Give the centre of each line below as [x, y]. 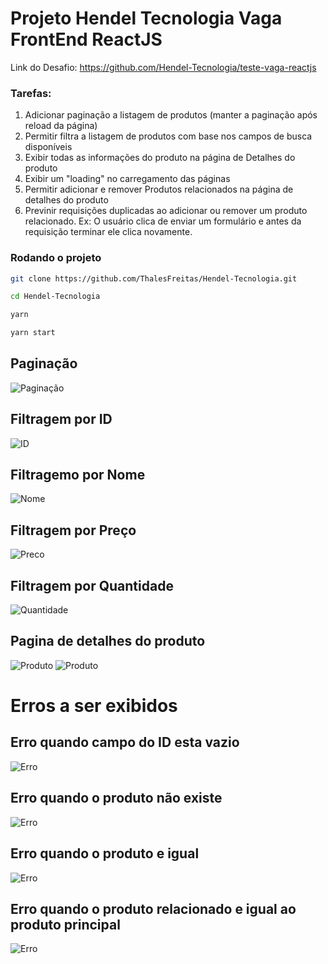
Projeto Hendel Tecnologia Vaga [146, 18]
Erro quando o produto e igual [105, 853]
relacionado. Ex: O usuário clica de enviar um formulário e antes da [163, 221]
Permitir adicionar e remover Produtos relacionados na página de [159, 189]
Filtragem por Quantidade [92, 585]
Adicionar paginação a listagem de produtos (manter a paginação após [171, 115]
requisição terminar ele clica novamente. [108, 232]
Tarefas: [31, 93]
